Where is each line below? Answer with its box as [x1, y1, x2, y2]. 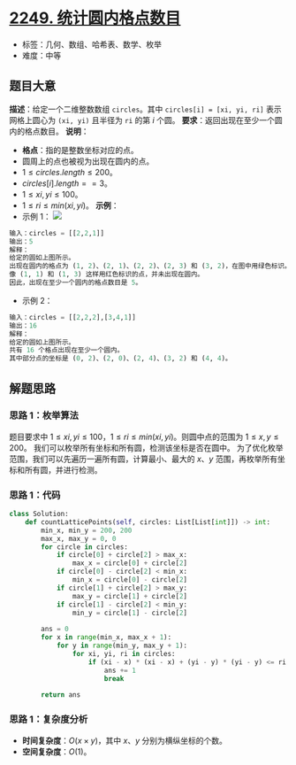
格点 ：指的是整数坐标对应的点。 [21, 144, 139, 155]
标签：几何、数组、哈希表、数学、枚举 [21, 39, 162, 50]
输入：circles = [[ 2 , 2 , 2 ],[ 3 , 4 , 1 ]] [9, 313, 137, 321]
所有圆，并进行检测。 [24, 464, 102, 475]
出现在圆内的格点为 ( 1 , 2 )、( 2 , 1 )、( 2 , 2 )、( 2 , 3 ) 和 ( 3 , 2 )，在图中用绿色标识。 [9, 262, 292, 271]
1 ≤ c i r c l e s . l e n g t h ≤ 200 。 [21, 166, 118, 177]
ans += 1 [103, 666, 137, 675]
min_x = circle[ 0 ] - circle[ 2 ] [72, 576, 188, 584]
